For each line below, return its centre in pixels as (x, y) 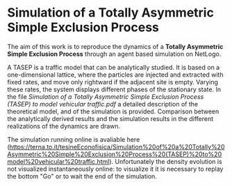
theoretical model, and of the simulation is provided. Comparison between (113, 111)
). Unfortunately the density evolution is (165, 161)
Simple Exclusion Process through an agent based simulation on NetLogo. (114, 54)
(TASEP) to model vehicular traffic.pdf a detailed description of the (103, 104)
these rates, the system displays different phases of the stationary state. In (114, 89)
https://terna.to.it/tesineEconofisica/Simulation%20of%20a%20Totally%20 (117, 147)
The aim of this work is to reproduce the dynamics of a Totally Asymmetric (115, 46)
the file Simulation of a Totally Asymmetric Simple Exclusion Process (106, 96)
